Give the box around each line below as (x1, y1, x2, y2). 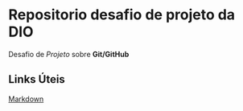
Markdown (8, 94, 44, 104)
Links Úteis (8, 72, 66, 86)
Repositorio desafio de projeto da (8, 6, 236, 24)
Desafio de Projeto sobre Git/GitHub (8, 49, 130, 59)
